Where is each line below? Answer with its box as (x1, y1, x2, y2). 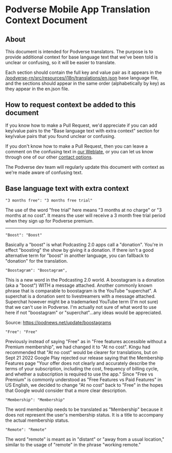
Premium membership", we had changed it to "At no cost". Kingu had (5, 344, 150, 350)
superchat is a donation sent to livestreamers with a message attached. (5, 293, 156, 299)
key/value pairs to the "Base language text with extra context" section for (5, 127, 160, 134)
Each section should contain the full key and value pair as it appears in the (5, 69, 162, 75)
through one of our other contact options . (5, 154, 93, 160)
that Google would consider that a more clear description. (5, 387, 127, 393)
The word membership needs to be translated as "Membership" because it (5, 406, 163, 412)
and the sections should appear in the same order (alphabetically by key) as (5, 81, 165, 86)
